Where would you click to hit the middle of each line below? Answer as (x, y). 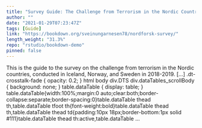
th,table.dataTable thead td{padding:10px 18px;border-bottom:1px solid (94, 112)
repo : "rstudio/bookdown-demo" (45, 45)
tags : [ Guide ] (24, 28)
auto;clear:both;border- (129, 93)
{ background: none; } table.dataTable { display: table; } (75, 87)
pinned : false (24, 51)
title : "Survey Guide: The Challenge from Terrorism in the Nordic (93, 12)
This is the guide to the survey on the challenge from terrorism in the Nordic (100, 68)
